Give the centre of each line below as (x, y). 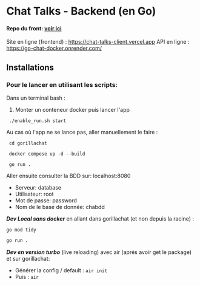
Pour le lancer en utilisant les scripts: (62, 84)
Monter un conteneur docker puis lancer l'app (72, 110)
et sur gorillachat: (28, 258)
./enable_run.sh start (38, 121)
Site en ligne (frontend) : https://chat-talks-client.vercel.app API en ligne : (98, 42)
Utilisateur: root (34, 194)
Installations (30, 67)
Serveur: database (38, 188)
